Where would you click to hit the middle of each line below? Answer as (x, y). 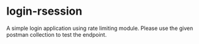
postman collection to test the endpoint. (57, 34)
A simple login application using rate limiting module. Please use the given (100, 28)
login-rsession (44, 11)
